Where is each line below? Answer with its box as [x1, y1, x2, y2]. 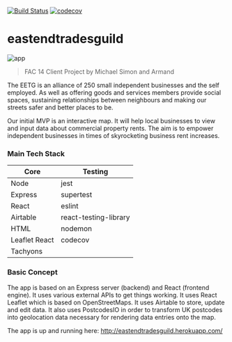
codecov [61, 235, 90, 245]
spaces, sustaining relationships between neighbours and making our [7, 95, 207, 104]
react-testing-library [61, 212, 130, 222]
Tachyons [10, 247, 43, 256]
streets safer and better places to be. [7, 103, 114, 111]
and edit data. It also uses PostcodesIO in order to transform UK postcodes [7, 305, 223, 313]
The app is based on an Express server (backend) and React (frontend [7, 283, 210, 292]
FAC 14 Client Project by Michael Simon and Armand [24, 67, 174, 76]
